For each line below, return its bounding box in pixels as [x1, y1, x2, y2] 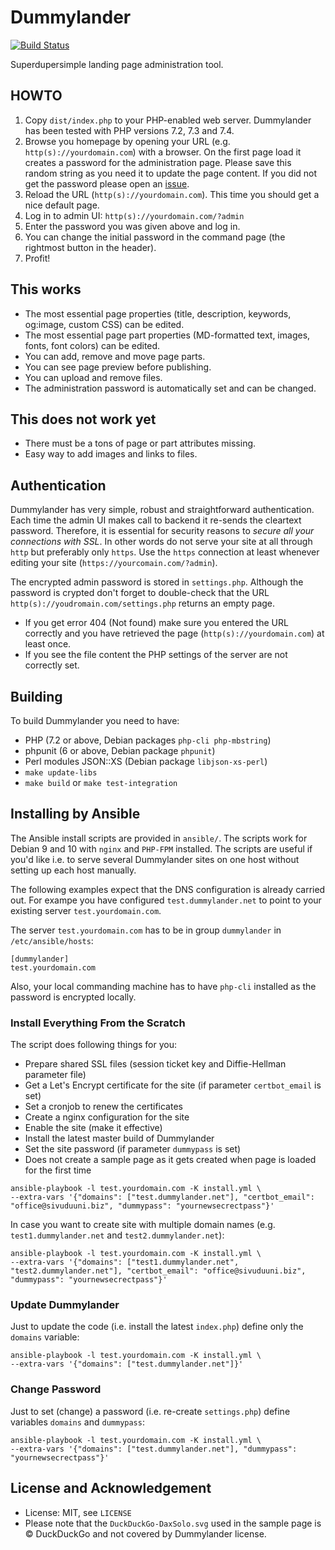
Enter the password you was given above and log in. [24, 220, 241, 232]
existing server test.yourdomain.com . [10, 904, 162, 916]
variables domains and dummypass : [10, 1416, 145, 1428]
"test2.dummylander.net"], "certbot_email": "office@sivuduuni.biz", [10, 1266, 307, 1276]
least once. [24, 638, 72, 650]
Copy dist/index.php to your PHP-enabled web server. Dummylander [24, 114, 312, 126]
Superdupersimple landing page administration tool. [10, 58, 224, 70]
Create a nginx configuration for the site [24, 1111, 190, 1123]
